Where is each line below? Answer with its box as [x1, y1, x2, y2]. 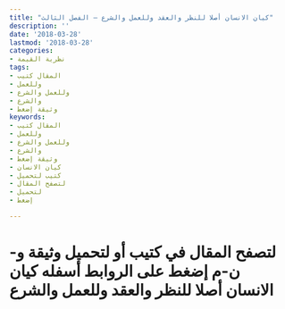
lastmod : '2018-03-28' [9, 38, 94, 47]
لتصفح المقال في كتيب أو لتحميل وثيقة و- [9, 242, 277, 263]
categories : [9, 46, 54, 55]
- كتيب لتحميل [9, 171, 63, 180]
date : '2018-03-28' [9, 29, 82, 38]
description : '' [9, 21, 70, 30]
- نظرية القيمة [9, 54, 66, 63]
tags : [9, 63, 29, 72]
